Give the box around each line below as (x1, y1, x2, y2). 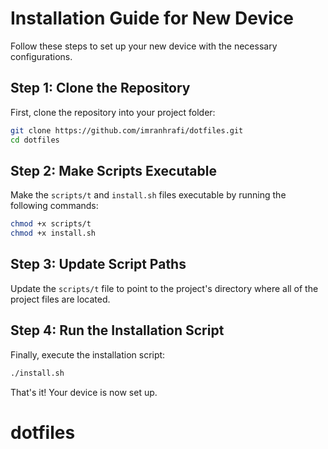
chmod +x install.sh (10, 228, 97, 239)
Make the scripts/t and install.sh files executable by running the (10, 189, 287, 201)
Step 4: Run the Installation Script (10, 322, 225, 339)
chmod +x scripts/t (10, 219, 92, 229)
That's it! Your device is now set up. (10, 386, 158, 398)
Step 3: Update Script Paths (10, 256, 187, 273)
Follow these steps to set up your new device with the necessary (10, 40, 278, 52)
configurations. (10, 50, 73, 62)
